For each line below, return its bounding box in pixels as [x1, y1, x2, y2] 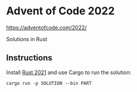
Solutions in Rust [6, 35, 48, 42]
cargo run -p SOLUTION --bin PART [6, 80, 92, 86]
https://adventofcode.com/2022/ [6, 24, 88, 31]
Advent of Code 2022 [6, 4, 115, 18]
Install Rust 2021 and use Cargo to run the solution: [6, 69, 132, 76]
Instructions [6, 53, 52, 63]
